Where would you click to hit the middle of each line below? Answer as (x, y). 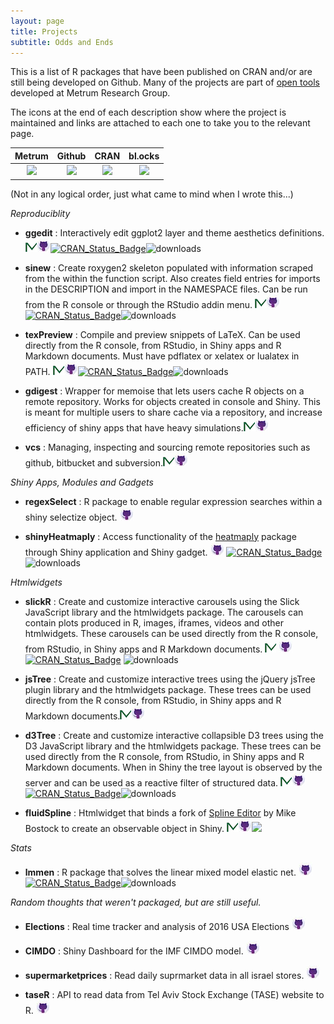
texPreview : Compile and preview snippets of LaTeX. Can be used (162, 334)
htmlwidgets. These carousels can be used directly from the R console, (171, 633)
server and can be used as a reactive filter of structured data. (151, 782)
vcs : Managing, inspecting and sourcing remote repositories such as (167, 447)
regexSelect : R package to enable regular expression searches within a (173, 501)
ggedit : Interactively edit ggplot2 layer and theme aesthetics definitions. (174, 232)
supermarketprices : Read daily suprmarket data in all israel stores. (164, 975)
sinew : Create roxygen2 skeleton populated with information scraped (169, 267)
